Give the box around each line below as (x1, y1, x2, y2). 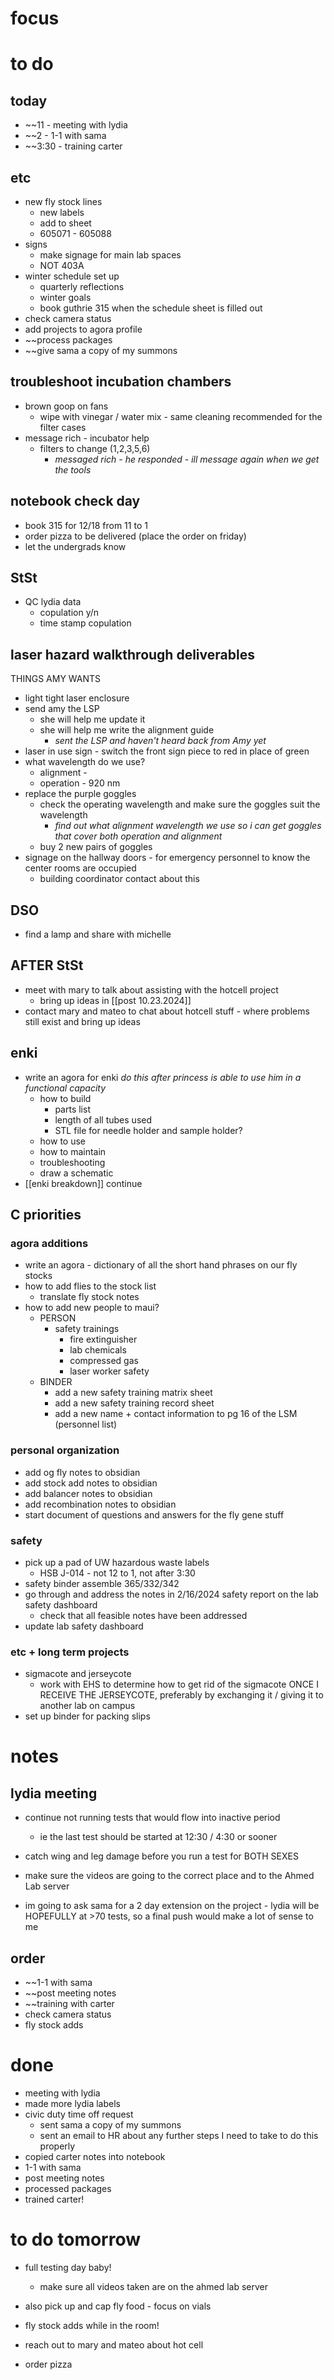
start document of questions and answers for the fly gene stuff (24, 1508, 285, 1521)
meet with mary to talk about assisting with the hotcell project (24, 983, 279, 996)
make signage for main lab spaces (39, 249, 182, 261)
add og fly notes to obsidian (24, 1466, 141, 1478)
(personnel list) (54, 1418, 118, 1431)
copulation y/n (39, 607, 100, 619)
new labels (39, 207, 85, 218)
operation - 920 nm (39, 777, 121, 789)
